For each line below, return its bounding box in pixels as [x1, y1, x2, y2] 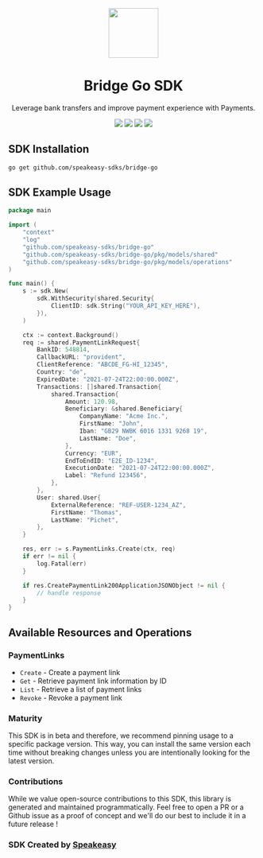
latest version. [8, 756, 55, 766]
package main [8, 207, 52, 215]
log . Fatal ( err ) [37, 560, 87, 568]
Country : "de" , [37, 368, 87, 376]
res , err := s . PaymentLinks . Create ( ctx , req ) [22, 545, 176, 553]
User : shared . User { [37, 493, 102, 502]
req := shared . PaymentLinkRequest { [22, 338, 141, 347]
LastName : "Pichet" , [50, 516, 119, 524]
